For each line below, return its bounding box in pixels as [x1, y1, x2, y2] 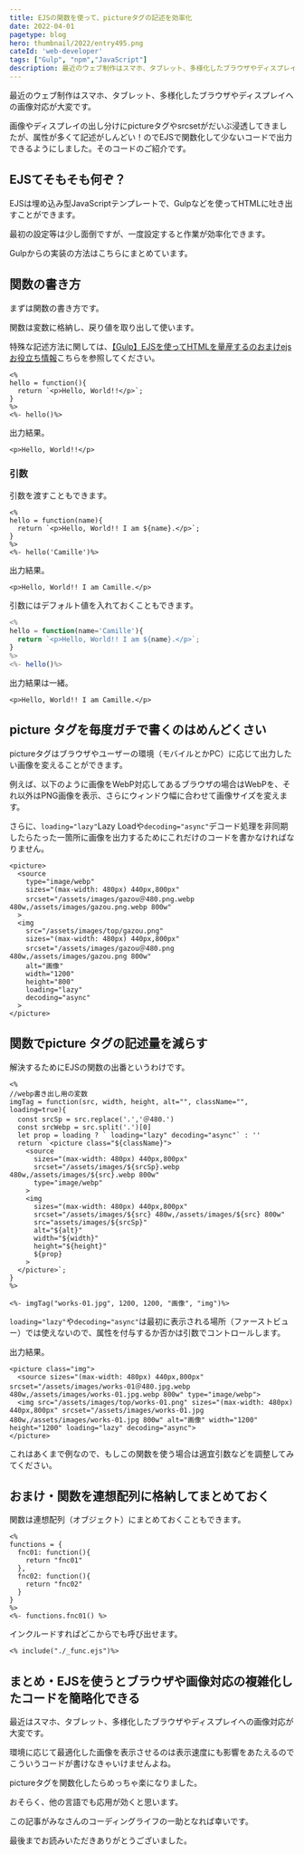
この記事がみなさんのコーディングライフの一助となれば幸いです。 [9, 1816, 253, 1827]
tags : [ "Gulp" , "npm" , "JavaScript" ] [9, 55, 147, 64]
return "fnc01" [25, 1556, 83, 1565]
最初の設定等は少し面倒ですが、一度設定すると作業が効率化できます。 [9, 228, 271, 239]
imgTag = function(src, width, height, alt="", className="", [9, 1097, 249, 1106]
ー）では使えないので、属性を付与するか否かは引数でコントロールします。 [9, 1327, 286, 1338]
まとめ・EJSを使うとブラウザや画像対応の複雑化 [9, 1673, 281, 1689]
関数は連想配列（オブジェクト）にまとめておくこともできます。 [9, 1514, 246, 1525]
